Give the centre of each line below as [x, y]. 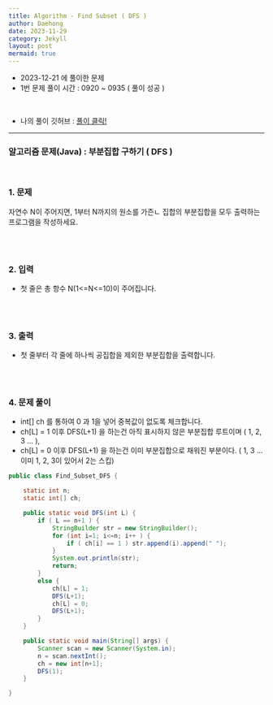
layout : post [30, 46]
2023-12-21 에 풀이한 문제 [62, 78]
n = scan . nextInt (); [72, 656]
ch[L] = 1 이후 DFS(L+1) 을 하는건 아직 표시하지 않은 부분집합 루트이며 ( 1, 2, [141, 432]
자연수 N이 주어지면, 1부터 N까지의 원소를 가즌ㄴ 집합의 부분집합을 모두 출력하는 [134, 211]
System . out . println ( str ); [95, 558]
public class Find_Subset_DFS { [63, 476]
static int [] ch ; [52, 499]
